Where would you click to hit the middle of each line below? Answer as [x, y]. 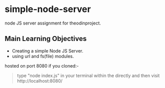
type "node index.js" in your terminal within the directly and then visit [88, 75]
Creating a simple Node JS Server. [48, 50]
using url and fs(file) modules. [43, 56]
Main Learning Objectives [46, 39]
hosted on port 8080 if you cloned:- [42, 65]
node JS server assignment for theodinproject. [53, 23]
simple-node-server [48, 9]
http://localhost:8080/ [40, 80]
